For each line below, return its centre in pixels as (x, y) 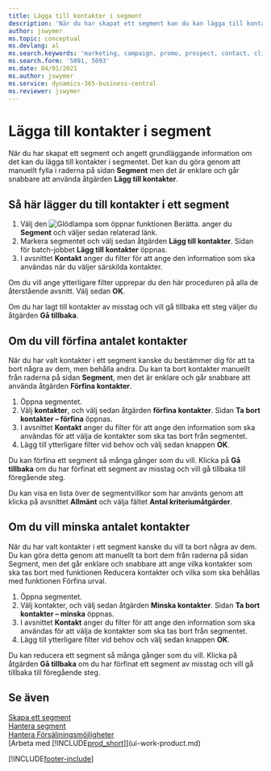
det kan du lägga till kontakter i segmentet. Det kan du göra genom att (125, 162)
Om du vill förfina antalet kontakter (98, 341)
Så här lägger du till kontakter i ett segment (119, 204)
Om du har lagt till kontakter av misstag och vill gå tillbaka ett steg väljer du (133, 307)
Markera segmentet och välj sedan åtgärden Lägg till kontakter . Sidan (137, 241)
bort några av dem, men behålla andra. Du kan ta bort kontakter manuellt (129, 369)
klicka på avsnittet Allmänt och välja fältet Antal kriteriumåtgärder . (120, 501)
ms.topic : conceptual (45, 38)
